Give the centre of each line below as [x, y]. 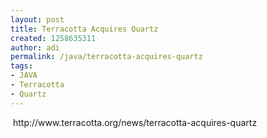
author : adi [35, 47]
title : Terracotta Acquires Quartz [84, 29]
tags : [21, 66]
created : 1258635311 [53, 38]
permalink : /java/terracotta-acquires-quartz [106, 57]
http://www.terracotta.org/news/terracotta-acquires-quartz [135, 122]
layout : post [37, 19]
